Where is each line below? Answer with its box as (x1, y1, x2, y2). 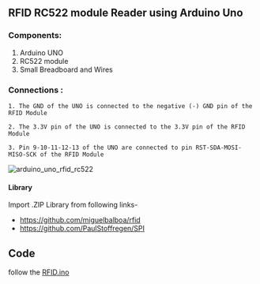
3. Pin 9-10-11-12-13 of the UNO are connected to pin (8, 144, 193, 151)
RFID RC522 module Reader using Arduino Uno (8, 6, 243, 20)
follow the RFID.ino (8, 267, 70, 277)
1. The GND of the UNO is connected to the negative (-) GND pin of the (8, 102, 253, 110)
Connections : (8, 84, 64, 95)
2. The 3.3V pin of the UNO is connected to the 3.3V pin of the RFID (8, 122, 246, 131)
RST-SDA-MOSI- (195, 144, 243, 151)
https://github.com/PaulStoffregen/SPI (19, 224, 145, 234)
